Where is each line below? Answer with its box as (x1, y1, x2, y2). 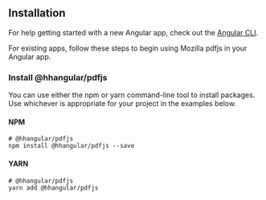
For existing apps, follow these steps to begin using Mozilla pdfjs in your (8, 43, 248, 53)
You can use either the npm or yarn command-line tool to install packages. (8, 90, 256, 100)
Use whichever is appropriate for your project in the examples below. (8, 99, 237, 108)
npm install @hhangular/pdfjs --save (8, 142, 135, 150)
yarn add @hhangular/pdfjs (8, 184, 99, 192)
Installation (8, 6, 66, 20)
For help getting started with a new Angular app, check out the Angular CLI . (8, 27, 259, 37)
